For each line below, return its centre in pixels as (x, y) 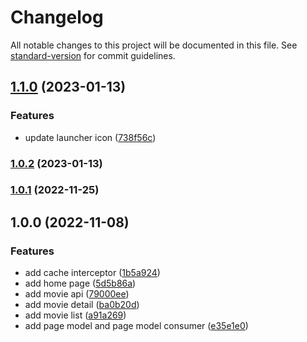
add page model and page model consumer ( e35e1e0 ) (136, 326)
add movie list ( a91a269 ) (75, 315)
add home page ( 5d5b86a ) (80, 283)
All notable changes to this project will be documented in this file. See (154, 45)
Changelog (57, 17)
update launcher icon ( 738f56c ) (90, 137)
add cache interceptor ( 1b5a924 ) (92, 273)
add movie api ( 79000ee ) (77, 294)
